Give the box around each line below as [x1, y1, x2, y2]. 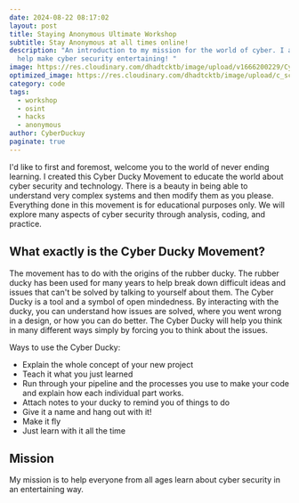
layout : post [9, 21, 58, 30]
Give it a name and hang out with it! [21, 406, 152, 417]
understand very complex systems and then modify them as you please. [9, 190, 274, 200]
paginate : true [9, 137, 66, 146]
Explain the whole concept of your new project [21, 359, 194, 369]
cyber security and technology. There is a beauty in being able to [9, 180, 248, 191]
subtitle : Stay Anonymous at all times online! [9, 37, 190, 47]
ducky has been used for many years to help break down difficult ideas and [9, 277, 287, 288]
